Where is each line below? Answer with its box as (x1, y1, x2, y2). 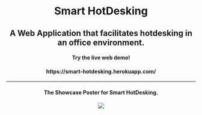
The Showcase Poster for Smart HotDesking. (44, 89, 158, 96)
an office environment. (57, 37, 145, 47)
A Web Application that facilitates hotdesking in (10, 28, 192, 38)
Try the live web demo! (72, 54, 130, 61)
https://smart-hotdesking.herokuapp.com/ (46, 68, 156, 75)
